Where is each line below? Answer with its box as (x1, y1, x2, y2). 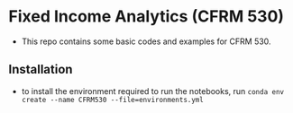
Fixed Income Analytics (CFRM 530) (8, 6, 285, 27)
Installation (8, 62, 73, 77)
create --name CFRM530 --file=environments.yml (21, 95, 204, 104)
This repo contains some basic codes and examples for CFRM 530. (21, 36, 271, 47)
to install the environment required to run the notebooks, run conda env (21, 85, 285, 96)
